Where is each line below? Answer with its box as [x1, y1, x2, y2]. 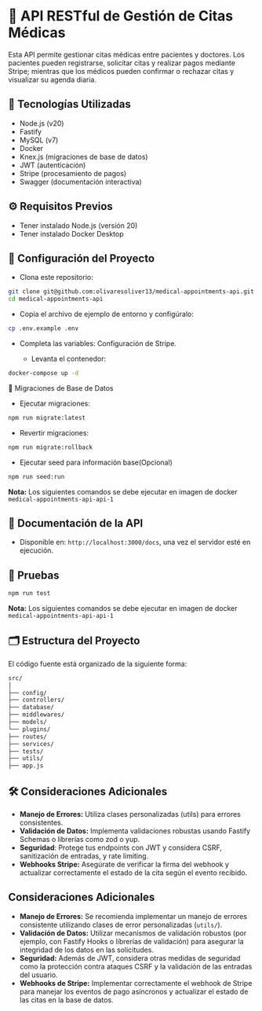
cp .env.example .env [8, 325, 79, 333]
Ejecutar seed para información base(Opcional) [19, 458, 173, 467]
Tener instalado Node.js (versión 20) [19, 220, 138, 230]
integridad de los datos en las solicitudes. [19, 945, 155, 954]
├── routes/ [8, 733, 47, 741]
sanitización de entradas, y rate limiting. [19, 851, 149, 860]
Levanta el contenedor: [31, 354, 107, 363]
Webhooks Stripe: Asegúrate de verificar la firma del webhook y [19, 860, 230, 869]
